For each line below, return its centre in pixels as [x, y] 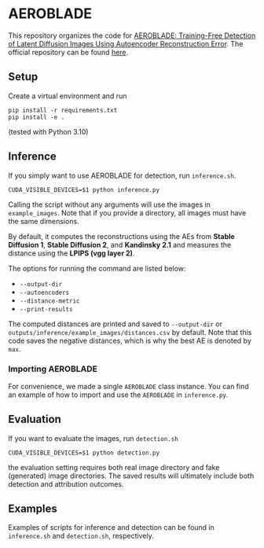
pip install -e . [37, 117]
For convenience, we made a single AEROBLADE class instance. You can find [128, 386]
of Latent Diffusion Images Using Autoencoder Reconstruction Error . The [126, 43]
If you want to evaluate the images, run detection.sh [93, 438]
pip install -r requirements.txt [63, 110]
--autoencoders [44, 292]
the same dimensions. [44, 221]
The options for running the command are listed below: [97, 268]
